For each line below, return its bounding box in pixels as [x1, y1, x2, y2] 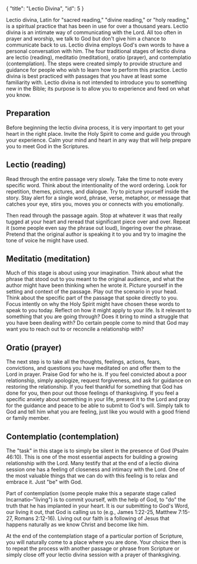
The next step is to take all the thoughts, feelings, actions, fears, [6, 358, 162, 365]
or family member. [6, 415, 51, 422]
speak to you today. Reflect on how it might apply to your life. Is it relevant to [6, 307, 192, 314]
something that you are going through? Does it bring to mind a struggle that [6, 313, 189, 320]
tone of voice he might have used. [6, 236, 89, 243]
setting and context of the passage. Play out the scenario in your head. [6, 288, 178, 295]
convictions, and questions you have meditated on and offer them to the [6, 365, 181, 372]
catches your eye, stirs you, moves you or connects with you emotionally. [6, 200, 184, 208]
